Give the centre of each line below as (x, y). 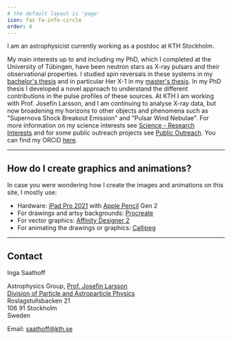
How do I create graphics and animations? (99, 168)
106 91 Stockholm (32, 308)
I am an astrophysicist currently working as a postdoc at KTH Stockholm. (111, 46)
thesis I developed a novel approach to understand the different (98, 89)
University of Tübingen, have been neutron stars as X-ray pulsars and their (113, 67)
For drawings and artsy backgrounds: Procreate (85, 213)
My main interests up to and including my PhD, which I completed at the (109, 59)
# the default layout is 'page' (54, 13)
